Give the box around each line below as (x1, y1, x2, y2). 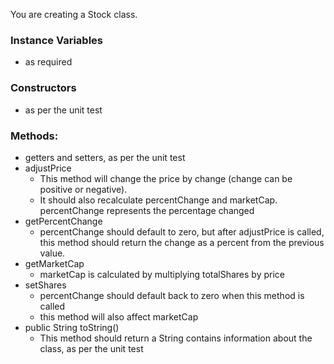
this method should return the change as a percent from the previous (39, 236, 325, 248)
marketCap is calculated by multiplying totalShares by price (39, 268, 285, 280)
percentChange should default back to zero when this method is (39, 289, 305, 301)
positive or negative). (39, 183, 128, 195)
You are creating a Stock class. (10, 9, 138, 20)
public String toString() (24, 321, 120, 333)
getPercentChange (24, 215, 103, 227)
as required (24, 56, 73, 68)
